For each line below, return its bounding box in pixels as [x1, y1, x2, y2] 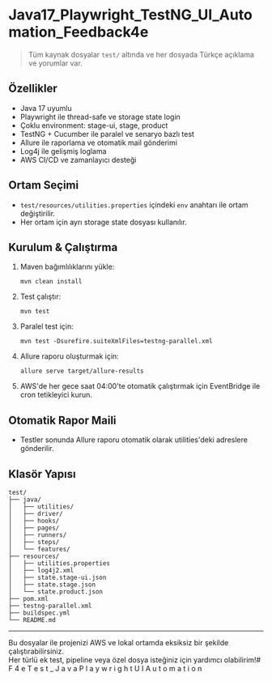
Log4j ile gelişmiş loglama [19, 146, 107, 155]
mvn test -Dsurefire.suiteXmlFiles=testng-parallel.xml [19, 338, 213, 346]
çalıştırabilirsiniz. [8, 646, 65, 656]
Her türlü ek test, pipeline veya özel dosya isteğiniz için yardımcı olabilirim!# [8, 655, 261, 665]
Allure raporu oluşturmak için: [19, 351, 119, 361]
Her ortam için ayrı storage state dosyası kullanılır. [19, 217, 188, 227]
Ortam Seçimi [8, 178, 79, 192]
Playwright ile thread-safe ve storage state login [19, 112, 181, 121]
